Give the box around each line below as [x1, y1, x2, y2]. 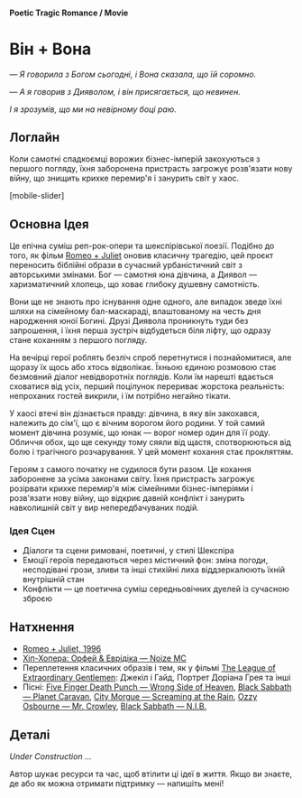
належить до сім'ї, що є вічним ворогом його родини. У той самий [9, 418, 266, 429]
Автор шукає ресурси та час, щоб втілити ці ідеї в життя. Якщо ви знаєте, [9, 768, 293, 780]
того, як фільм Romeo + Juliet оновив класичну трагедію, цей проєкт [9, 250, 274, 261]
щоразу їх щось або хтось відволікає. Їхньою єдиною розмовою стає [9, 362, 277, 373]
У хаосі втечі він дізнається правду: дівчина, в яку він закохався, [9, 408, 260, 419]
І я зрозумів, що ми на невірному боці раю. [9, 104, 178, 115]
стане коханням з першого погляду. [9, 335, 148, 346]
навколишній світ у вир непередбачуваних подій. [9, 502, 200, 514]
